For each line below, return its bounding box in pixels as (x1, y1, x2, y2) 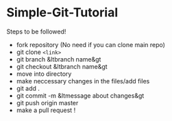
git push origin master (16, 98, 79, 107)
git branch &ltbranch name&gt (16, 55, 101, 63)
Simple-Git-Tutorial (6, 5, 118, 21)
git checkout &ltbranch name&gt (16, 62, 108, 70)
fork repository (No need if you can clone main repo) (16, 40, 166, 49)
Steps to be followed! (6, 27, 66, 36)
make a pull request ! (16, 106, 76, 114)
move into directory (16, 70, 72, 78)
